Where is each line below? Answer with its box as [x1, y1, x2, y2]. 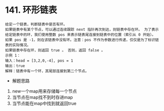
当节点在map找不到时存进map [12, 94, 73, 100]
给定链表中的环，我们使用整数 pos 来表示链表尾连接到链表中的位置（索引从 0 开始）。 [5, 32, 156, 37]
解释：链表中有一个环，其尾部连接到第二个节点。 [5, 68, 89, 73]
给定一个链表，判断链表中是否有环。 [5, 22, 68, 27]
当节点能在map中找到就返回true [12, 100, 77, 106]
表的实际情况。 [5, 43, 31, 47]
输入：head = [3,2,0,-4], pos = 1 [5, 58, 73, 63]
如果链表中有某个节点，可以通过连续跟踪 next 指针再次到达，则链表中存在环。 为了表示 [5, 27, 159, 32]
